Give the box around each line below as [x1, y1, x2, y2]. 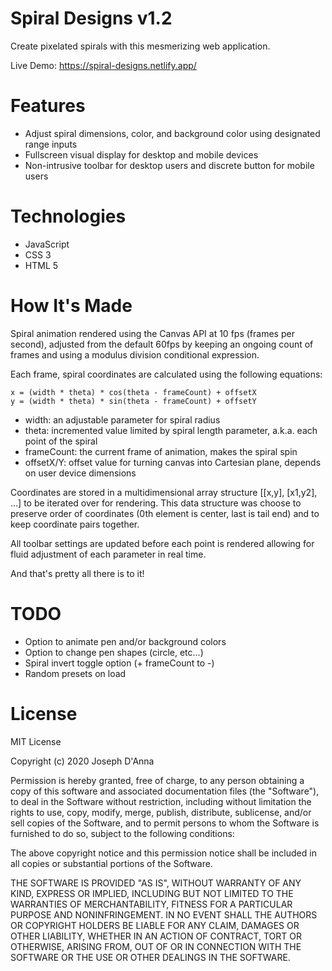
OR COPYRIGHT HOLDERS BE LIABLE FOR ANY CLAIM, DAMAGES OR [10, 919, 300, 931]
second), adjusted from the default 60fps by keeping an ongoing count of [10, 338, 314, 350]
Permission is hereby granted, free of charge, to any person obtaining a [10, 774, 305, 786]
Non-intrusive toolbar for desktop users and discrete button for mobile [24, 159, 315, 171]
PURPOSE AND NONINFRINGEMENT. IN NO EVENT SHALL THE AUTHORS [10, 908, 318, 921]
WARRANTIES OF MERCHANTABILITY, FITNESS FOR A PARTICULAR [10, 898, 293, 910]
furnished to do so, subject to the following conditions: [10, 827, 235, 839]
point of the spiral [24, 435, 98, 447]
